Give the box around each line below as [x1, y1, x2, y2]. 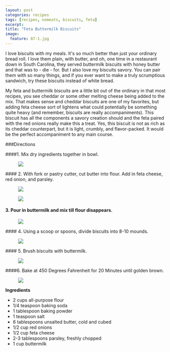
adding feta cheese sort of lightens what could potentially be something [5, 104, 157, 110]
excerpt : [5, 22, 24, 27]
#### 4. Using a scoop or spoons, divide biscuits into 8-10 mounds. [5, 228, 148, 234]
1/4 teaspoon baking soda [12, 303, 68, 309]
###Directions [5, 141, 36, 147]
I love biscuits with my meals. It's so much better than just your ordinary [5, 50, 157, 57]
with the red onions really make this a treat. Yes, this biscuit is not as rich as [5, 120, 165, 126]
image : [5, 31, 19, 36]
